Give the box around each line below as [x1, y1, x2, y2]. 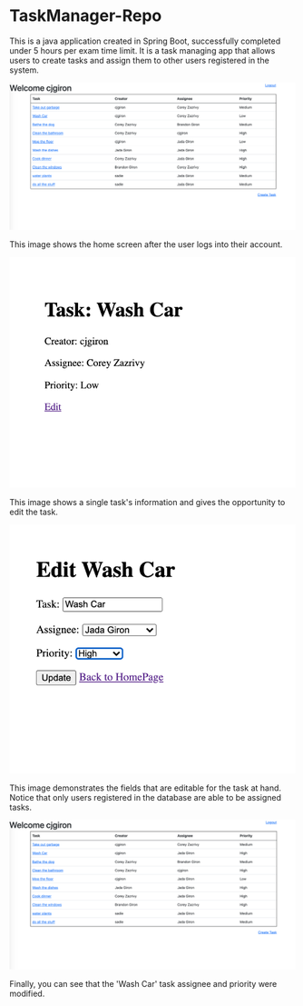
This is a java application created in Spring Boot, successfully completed [9, 35, 281, 46]
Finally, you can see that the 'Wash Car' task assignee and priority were [9, 979, 278, 990]
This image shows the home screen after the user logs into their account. [9, 239, 283, 250]
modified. [9, 988, 45, 1000]
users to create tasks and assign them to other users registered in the [9, 55, 269, 65]
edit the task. [9, 506, 59, 517]
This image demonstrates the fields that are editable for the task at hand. [9, 782, 282, 793]
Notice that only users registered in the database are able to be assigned [9, 792, 282, 803]
